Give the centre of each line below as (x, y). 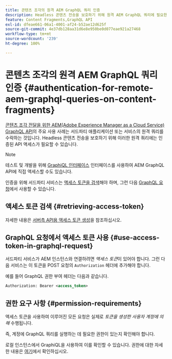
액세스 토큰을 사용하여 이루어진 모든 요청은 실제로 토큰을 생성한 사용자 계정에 (82, 317)
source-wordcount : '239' (32, 39)
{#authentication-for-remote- (89, 88)
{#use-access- (135, 238)
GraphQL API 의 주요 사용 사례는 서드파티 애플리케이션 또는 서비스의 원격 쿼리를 (84, 131)
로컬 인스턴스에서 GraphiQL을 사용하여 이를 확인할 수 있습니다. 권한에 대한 (79, 345)
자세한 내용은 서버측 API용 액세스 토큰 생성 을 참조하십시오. (63, 220)
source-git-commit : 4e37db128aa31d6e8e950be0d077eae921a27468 (73, 29)
